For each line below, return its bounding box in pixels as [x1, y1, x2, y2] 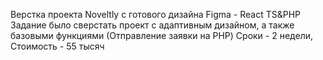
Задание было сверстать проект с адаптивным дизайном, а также [10, 19, 295, 31]
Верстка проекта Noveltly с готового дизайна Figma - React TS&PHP [10, 9, 301, 20]
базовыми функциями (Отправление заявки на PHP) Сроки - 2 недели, [10, 30, 313, 41]
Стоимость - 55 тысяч [10, 40, 105, 52]
